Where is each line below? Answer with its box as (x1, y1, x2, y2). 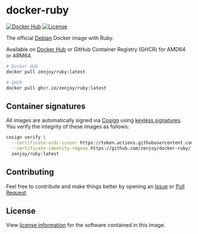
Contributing (6, 167, 54, 177)
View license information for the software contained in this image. (6, 222, 166, 229)
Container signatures (6, 101, 86, 111)
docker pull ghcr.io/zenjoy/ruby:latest (6, 85, 107, 91)
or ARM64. (6, 52, 32, 59)
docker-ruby (6, 4, 69, 17)
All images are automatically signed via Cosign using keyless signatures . (6, 117, 182, 124)
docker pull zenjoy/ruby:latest (6, 69, 85, 75)
